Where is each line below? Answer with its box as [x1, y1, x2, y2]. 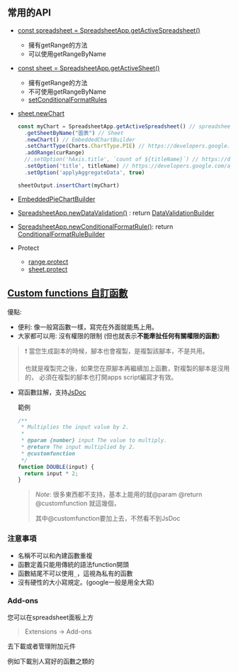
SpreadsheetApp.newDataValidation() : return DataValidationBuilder [17, 208, 215, 217]
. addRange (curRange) [24, 149, 85, 156]
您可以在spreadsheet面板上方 [7, 613, 94, 622]
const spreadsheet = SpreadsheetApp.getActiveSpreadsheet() [17, 26, 200, 34]
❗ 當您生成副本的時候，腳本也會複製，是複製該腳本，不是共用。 [24, 347, 209, 355]
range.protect [28, 257, 69, 266]
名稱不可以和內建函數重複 [17, 551, 93, 560]
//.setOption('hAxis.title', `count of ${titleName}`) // [24, 156, 199, 163]
